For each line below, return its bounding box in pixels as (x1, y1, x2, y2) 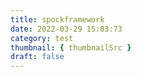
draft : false (10, 52, 65, 62)
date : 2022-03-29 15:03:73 (10, 24, 123, 34)
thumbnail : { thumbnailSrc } (10, 42, 132, 53)
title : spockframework (10, 14, 105, 25)
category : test (10, 33, 74, 43)
